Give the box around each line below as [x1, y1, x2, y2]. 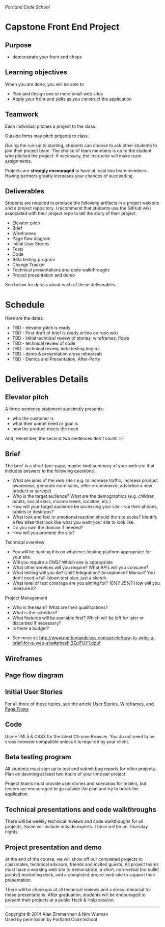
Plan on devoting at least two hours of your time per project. [5, 771, 127, 777]
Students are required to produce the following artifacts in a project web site [5, 200, 160, 206]
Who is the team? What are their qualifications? [12, 604, 108, 610]
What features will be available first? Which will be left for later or [12, 615, 144, 621]
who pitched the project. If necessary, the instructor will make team [5, 152, 141, 159]
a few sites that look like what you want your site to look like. [12, 519, 135, 525]
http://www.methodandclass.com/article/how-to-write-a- [39, 635, 156, 641]
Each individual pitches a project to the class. [5, 123, 97, 129]
